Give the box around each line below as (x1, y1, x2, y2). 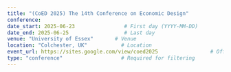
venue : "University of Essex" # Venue (7, 36, 137, 43)
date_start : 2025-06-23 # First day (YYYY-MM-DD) (7, 23, 198, 29)
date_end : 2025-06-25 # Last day (7, 29, 155, 36)
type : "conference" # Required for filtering (7, 55, 195, 62)
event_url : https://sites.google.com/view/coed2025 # (7, 49, 214, 56)
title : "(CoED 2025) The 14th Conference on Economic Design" (7, 10, 189, 17)
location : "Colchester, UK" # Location (7, 42, 153, 49)
